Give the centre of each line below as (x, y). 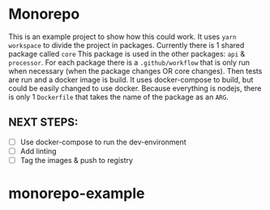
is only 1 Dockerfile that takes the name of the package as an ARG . (118, 96)
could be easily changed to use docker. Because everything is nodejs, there (135, 88)
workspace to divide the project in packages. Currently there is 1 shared (126, 45)
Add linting (38, 151)
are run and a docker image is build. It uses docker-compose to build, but (131, 79)
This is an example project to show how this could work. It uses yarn (122, 36)
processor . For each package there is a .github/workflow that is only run (129, 62)
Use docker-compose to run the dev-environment (103, 142)
